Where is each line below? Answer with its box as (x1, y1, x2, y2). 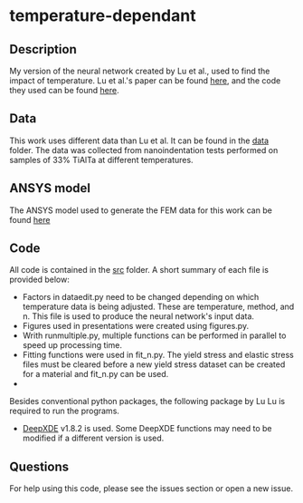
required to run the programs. (9, 405, 120, 417)
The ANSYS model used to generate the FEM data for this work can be (9, 205, 273, 216)
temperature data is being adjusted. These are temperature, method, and (22, 301, 295, 313)
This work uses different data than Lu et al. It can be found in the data (9, 135, 270, 146)
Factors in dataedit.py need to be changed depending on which (22, 292, 260, 303)
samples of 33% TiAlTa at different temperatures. (9, 154, 194, 165)
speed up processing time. (22, 340, 122, 351)
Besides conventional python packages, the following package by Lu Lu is (9, 396, 286, 407)
